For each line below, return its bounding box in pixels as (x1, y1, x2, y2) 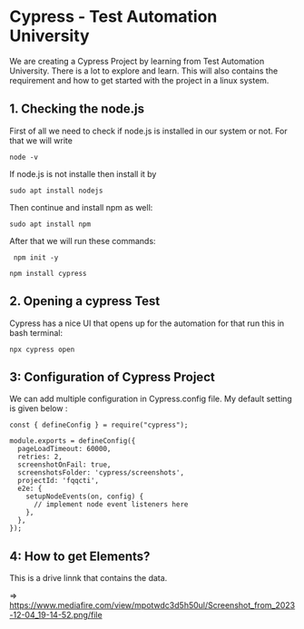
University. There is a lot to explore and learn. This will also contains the (9, 65, 279, 76)
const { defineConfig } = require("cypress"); (9, 420, 189, 430)
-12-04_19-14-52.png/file (9, 610, 103, 621)
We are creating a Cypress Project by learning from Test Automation (9, 55, 265, 66)
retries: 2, (17, 452, 64, 462)
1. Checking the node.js (9, 102, 145, 117)
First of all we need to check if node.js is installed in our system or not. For (9, 125, 288, 136)
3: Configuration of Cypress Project (9, 369, 215, 385)
